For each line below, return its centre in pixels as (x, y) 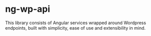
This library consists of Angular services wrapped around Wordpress (76, 23)
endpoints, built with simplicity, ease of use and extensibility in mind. (75, 28)
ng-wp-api (28, 9)
